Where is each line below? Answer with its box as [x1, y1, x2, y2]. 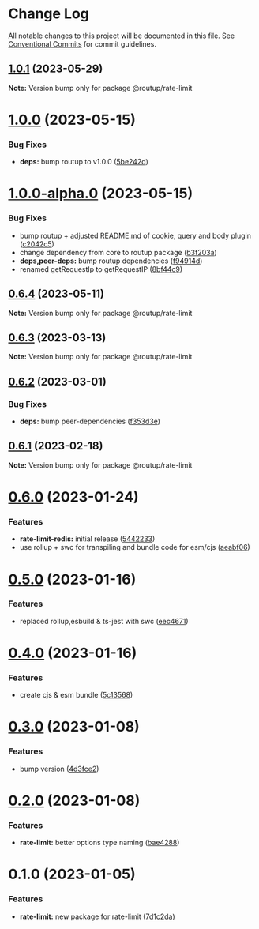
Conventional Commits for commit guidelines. [8, 39, 156, 48]
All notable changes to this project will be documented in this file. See [8, 31, 235, 40]
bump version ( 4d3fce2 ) [19, 764, 99, 773]
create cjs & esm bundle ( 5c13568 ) [19, 690, 133, 700]
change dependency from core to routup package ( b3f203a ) [19, 247, 217, 257]
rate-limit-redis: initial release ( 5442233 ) [19, 534, 156, 543]
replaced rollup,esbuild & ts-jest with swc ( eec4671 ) [19, 616, 189, 626]
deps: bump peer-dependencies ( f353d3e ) [19, 416, 160, 427]
